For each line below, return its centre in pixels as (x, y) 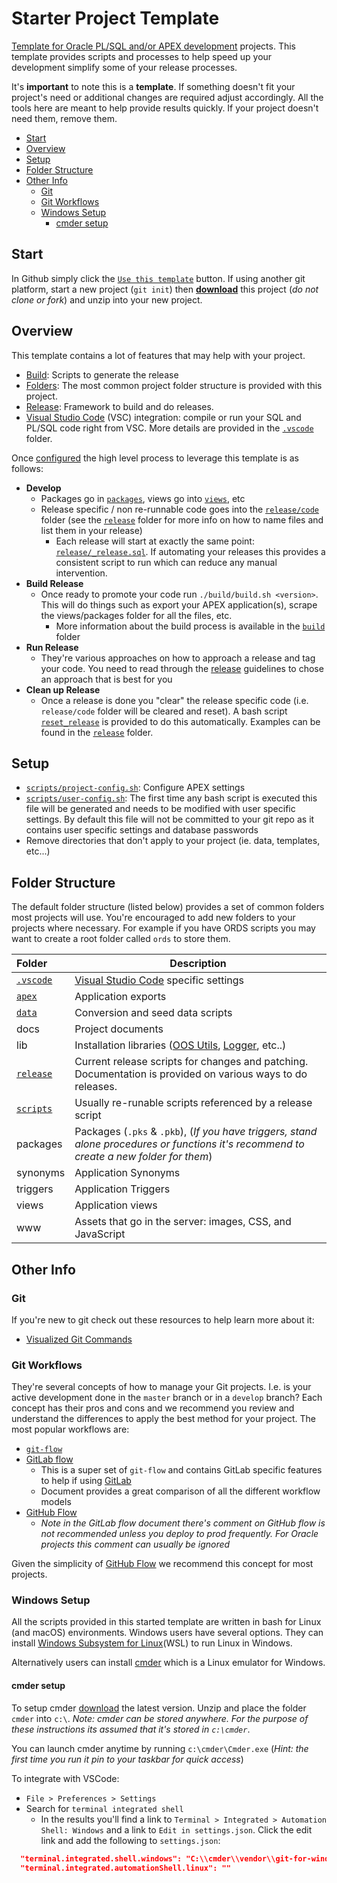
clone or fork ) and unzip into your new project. (107, 299)
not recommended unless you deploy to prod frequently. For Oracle (179, 1534)
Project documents (119, 1029)
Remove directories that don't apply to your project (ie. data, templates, (173, 841)
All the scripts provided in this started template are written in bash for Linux (166, 1622)
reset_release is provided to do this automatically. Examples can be (180, 721)
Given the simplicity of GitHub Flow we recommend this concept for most (162, 1564)
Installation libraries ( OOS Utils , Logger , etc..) (180, 1045)
